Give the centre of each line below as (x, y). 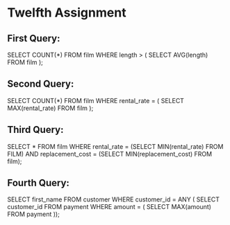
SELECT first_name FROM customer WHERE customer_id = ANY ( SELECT (114, 199)
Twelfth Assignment (67, 13)
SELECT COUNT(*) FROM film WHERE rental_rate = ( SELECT (96, 100)
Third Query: (35, 130)
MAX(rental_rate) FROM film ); (50, 108)
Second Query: (41, 84)
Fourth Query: (38, 183)
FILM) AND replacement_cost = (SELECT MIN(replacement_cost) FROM (110, 154)
